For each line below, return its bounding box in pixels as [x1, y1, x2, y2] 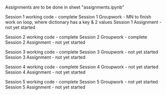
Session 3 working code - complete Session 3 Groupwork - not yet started [5, 49, 159, 55]
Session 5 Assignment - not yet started [5, 84, 86, 90]
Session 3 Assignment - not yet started [5, 54, 86, 60]
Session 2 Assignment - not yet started [5, 39, 86, 45]
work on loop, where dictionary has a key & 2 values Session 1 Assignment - [5, 19, 162, 25]
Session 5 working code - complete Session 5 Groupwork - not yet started [5, 79, 158, 85]
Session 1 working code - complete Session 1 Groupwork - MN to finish [5, 14, 152, 19]
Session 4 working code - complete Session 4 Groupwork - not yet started [5, 64, 159, 70]
